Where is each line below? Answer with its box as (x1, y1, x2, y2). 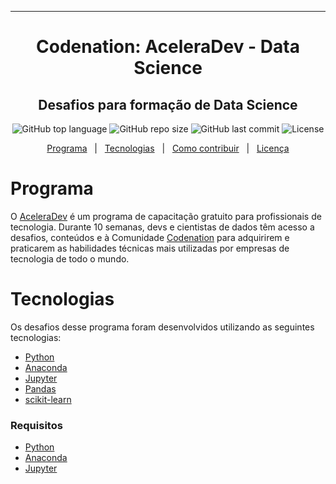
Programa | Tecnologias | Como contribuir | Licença (46, 142, 290, 154)
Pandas (24, 382, 57, 395)
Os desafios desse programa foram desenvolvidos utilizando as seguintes (10, 321, 315, 333)
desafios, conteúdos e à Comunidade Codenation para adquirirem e (10, 231, 290, 243)
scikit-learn (24, 393, 72, 405)
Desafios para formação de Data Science (38, 96, 298, 113)
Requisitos (10, 418, 63, 432)
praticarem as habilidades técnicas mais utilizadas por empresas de (10, 242, 290, 254)
